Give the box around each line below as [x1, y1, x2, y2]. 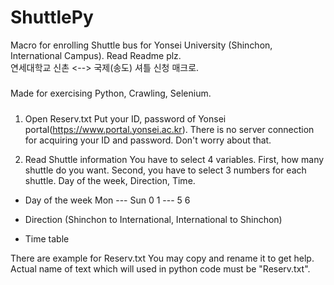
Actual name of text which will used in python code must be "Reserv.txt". [10, 262, 311, 275]
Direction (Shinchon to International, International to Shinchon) [24, 213, 283, 225]
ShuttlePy [10, 6, 94, 29]
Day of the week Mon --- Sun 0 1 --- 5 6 [24, 194, 191, 206]
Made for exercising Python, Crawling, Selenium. [10, 87, 212, 100]
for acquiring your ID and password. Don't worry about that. [24, 134, 272, 146]
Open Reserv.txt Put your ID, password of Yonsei [24, 112, 227, 125]
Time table [24, 232, 70, 245]
